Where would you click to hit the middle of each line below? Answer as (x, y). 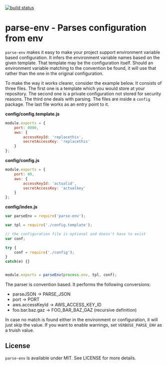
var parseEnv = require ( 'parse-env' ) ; (45, 216)
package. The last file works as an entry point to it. (57, 104)
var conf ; (15, 239)
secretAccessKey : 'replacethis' (57, 142)
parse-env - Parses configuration (76, 28)
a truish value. (20, 330)
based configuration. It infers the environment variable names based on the (83, 57)
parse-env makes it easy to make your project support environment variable (83, 52)
